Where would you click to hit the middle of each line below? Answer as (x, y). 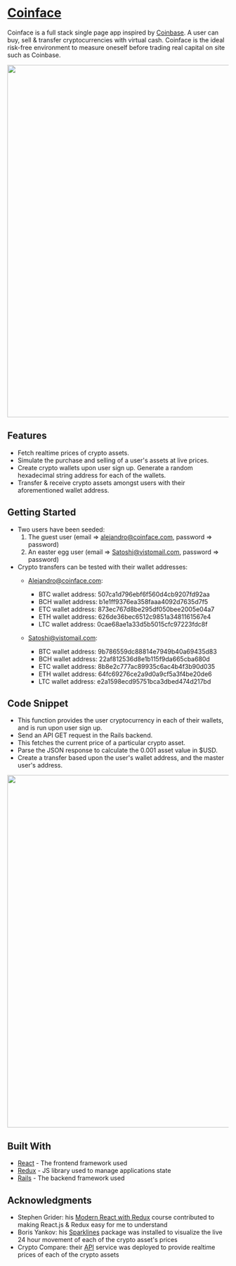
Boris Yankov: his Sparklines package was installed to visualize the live (120, 1232)
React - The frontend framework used (72, 1163)
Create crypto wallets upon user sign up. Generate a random (105, 467)
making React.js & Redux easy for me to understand (92, 1225)
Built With (29, 1146)
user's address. (40, 766)
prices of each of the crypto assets (68, 1255)
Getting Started (42, 512)
